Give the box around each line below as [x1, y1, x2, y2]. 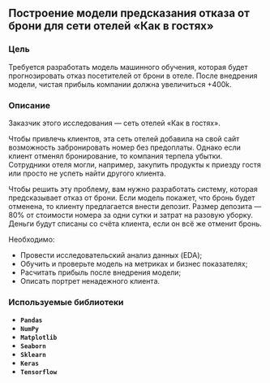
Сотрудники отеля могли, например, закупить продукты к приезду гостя [8, 159, 261, 169]
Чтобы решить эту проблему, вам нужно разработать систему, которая [8, 184, 258, 194]
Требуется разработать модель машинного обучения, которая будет [8, 62, 249, 72]
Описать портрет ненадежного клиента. [19, 276, 161, 285]
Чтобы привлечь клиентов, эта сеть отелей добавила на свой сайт [8, 133, 240, 143]
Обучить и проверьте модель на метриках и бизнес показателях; [19, 259, 248, 268]
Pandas [19, 316, 43, 324]
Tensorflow [19, 368, 58, 376]
